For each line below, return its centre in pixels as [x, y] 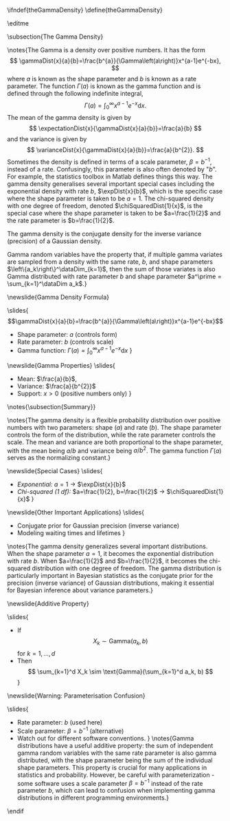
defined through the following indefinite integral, [75, 93]
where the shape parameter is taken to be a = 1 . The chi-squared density [111, 198]
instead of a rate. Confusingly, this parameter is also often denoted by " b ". [112, 169]
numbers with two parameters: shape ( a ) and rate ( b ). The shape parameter [114, 427]
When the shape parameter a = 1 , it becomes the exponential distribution [111, 554]
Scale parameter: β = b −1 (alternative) [70, 730]
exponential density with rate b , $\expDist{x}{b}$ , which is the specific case [115, 191]
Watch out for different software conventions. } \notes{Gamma [105, 738]
